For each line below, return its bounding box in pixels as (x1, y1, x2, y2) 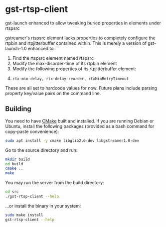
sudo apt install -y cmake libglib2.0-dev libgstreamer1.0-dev (5, 138, 140, 143)
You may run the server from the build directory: (5, 180, 104, 186)
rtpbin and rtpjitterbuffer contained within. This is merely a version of (5, 40, 147, 46)
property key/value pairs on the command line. (5, 90, 101, 96)
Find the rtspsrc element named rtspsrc (12, 55, 94, 61)
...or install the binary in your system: (5, 203, 81, 209)
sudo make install (5, 213, 43, 218)
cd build (5, 161, 23, 166)
